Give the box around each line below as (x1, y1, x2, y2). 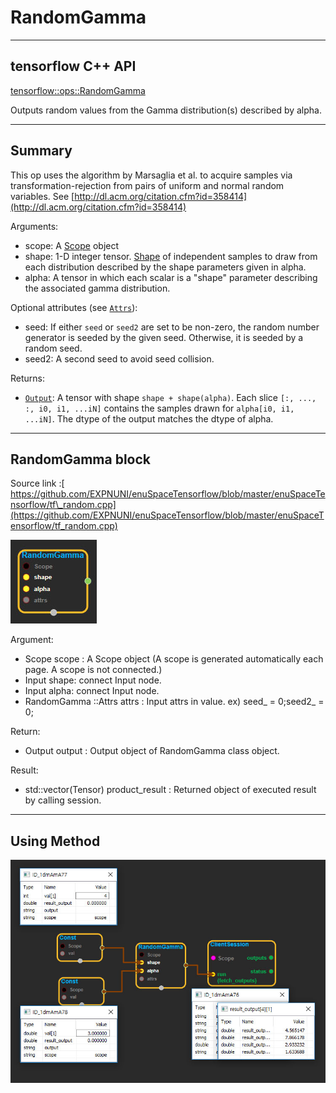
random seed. (24, 342, 83, 354)
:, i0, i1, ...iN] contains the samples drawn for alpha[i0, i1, (24, 402, 295, 414)
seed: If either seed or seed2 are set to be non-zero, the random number (24, 321, 320, 333)
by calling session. (24, 794, 102, 806)
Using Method (10, 832, 101, 850)
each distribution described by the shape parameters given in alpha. (24, 261, 307, 273)
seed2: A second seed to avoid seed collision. (24, 352, 215, 365)
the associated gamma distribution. (24, 282, 171, 294)
